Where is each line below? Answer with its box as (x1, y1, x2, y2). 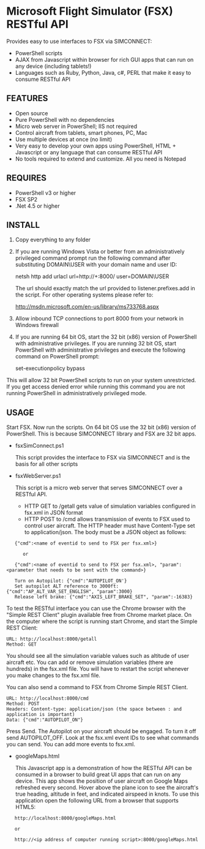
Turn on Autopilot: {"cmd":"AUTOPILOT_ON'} (14, 578, 127, 584)
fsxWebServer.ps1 (15, 472, 61, 480)
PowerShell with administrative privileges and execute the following (15, 346, 185, 353)
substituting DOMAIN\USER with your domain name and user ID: (15, 261, 177, 268)
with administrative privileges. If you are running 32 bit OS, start (15, 340, 176, 347)
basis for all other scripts (15, 461, 78, 468)
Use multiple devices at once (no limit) (15, 135, 113, 143)
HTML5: (15, 804, 36, 811)
